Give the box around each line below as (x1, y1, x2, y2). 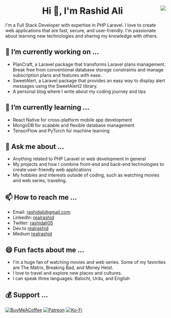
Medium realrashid (12, 231, 52, 237)
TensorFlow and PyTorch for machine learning (12, 128, 110, 134)
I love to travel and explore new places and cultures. (12, 270, 122, 276)
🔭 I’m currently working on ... (5, 47, 99, 56)
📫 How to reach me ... (5, 193, 77, 202)
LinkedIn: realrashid (12, 214, 54, 221)
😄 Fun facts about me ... (5, 246, 85, 254)
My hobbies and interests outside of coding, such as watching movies (12, 172, 160, 178)
